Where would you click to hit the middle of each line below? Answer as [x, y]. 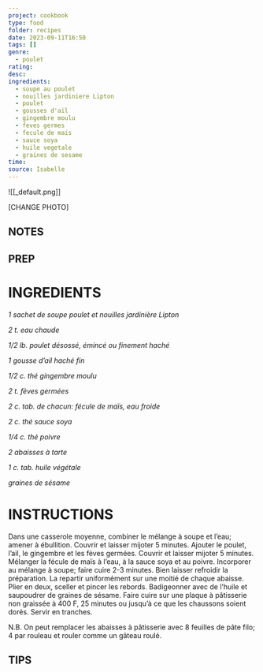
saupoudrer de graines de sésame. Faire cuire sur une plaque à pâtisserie [128, 595]
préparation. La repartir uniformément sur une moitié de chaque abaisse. [126, 578]
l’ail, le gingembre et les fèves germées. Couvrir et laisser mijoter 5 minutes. [131, 553]
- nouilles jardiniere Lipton [65, 96]
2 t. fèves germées [39, 390]
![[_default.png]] [35, 192]
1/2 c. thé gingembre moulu [52, 375]
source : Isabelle [37, 170]
